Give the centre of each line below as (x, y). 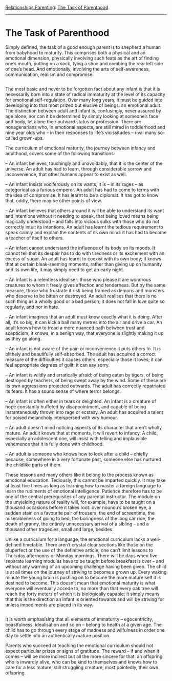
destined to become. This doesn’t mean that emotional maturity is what (80, 583)
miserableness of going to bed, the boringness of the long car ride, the (80, 518)
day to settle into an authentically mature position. (58, 635)
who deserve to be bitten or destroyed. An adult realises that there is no (81, 296)
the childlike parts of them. (34, 465)
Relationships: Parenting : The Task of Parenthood (57, 7)
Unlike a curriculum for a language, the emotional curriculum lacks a (77, 539)
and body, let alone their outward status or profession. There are (73, 121)
